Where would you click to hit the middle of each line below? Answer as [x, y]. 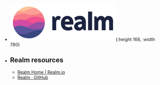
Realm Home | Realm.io [41, 72]
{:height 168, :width [135, 39]
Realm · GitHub [33, 77]
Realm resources [37, 60]
